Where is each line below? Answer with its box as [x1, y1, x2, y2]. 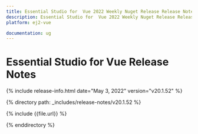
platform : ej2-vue [6, 19, 51, 25]
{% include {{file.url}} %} [6, 110, 67, 118]
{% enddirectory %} [6, 122, 55, 129]
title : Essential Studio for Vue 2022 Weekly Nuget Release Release [6, 8, 181, 15]
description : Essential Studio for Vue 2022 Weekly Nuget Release [6, 14, 176, 20]
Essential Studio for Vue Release [6, 55, 169, 69]
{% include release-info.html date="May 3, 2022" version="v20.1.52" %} [6, 88, 183, 95]
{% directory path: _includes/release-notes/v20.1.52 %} [6, 99, 141, 106]
